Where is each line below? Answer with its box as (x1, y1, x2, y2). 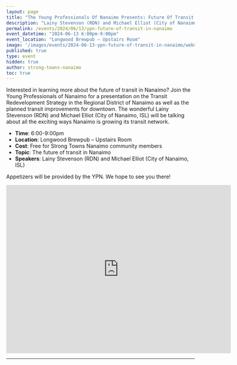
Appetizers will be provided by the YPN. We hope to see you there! (6, 173, 171, 180)
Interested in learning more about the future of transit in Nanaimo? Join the (6, 86, 191, 93)
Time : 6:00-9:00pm (14, 130, 65, 137)
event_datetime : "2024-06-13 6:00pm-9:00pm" (6, 31, 119, 37)
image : (6, 42, 23, 48)
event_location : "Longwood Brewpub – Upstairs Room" (6, 36, 141, 42)
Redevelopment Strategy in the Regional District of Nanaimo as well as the (6, 99, 190, 107)
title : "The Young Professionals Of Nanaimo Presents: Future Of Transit (6, 14, 195, 20)
